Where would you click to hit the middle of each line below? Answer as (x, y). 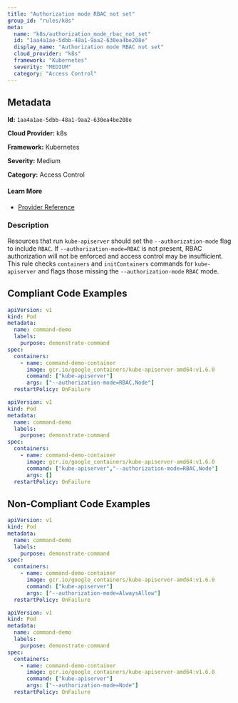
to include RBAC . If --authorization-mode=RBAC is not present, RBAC (105, 248)
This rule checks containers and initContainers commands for (100, 264)
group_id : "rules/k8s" (41, 21)
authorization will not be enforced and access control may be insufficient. (115, 256)
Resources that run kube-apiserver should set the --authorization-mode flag (119, 241)
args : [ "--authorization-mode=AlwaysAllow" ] (93, 593)
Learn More (25, 191)
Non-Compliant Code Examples (79, 504)
